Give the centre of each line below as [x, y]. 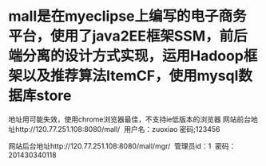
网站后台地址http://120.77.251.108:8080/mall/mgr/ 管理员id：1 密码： [122, 146]
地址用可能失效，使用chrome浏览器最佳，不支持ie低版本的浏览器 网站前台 [130, 119]
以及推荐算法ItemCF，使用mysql [131, 76]
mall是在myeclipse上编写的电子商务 [127, 16]
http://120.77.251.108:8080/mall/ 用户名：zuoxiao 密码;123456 [117, 129]
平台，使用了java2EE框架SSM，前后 [128, 36]
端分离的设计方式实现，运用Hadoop [126, 56]
